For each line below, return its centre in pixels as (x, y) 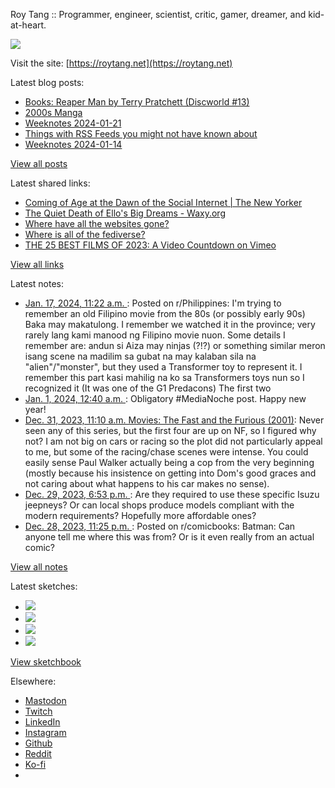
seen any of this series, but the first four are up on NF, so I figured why (170, 430)
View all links (37, 264)
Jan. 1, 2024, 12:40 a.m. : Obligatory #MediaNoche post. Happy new (165, 398)
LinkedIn (42, 722)
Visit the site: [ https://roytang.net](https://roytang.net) (121, 63)
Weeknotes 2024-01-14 (73, 144)
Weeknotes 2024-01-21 (73, 123)
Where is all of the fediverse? (85, 234)
